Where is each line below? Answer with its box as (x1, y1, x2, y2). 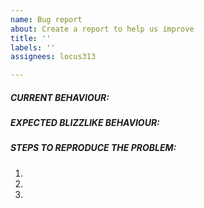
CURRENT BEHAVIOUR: (10, 91, 110, 103)
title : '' (10, 33, 52, 43)
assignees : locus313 (10, 52, 97, 62)
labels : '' (10, 42, 56, 53)
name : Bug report (10, 14, 83, 25)
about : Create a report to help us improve (10, 24, 195, 34)
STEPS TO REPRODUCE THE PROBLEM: (10, 142, 177, 154)
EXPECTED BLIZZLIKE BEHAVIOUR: (10, 117, 160, 129)
